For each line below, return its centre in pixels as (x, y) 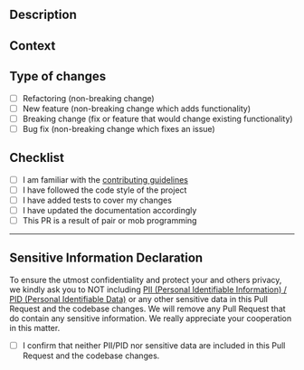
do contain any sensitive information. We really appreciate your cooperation (151, 318)
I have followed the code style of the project (104, 190)
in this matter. (35, 327)
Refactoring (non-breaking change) (89, 98)
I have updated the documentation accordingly (109, 210)
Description (43, 15)
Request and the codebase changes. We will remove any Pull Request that (148, 308)
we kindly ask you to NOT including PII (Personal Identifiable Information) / (148, 289)
